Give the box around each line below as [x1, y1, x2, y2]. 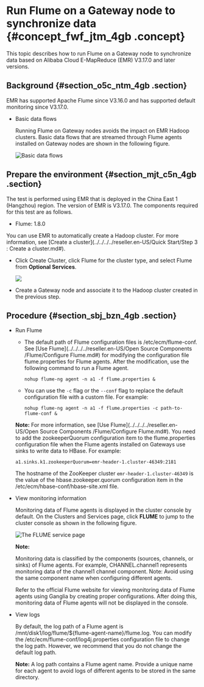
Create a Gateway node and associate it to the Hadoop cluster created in [15, 286, 198, 294]
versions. [6, 62, 29, 70]
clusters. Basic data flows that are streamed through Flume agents [15, 133, 182, 140]
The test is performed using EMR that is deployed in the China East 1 [6, 195, 178, 202]
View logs [15, 611, 40, 619]
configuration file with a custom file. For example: [24, 393, 149, 401]
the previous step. [15, 293, 61, 300]
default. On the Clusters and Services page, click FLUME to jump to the [15, 513, 194, 520]
